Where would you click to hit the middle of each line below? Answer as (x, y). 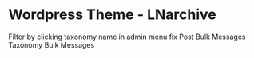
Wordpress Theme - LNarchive (113, 15)
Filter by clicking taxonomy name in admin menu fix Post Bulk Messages (127, 37)
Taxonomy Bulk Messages (52, 44)
